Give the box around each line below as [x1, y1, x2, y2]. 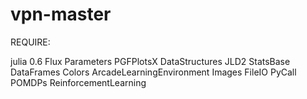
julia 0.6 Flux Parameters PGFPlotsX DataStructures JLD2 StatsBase [10, 55, 291, 67]
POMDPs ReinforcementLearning [10, 76, 147, 88]
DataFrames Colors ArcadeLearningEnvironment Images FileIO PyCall [10, 66, 297, 78]
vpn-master [10, 3, 112, 26]
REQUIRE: [10, 36, 51, 48]
